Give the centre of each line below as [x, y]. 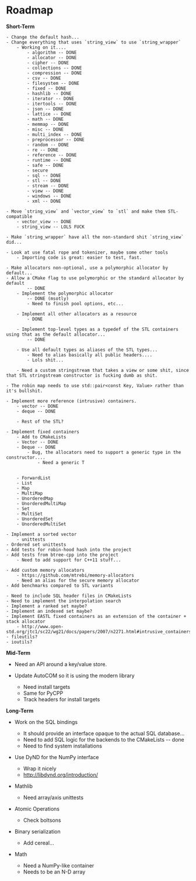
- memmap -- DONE [48, 124]
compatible [19, 216]
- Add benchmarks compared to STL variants [60, 585]
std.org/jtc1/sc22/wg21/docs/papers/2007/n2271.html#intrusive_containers [99, 631]
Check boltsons [42, 820]
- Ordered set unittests [36, 544]
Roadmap [30, 10]
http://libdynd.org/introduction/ [60, 774]
